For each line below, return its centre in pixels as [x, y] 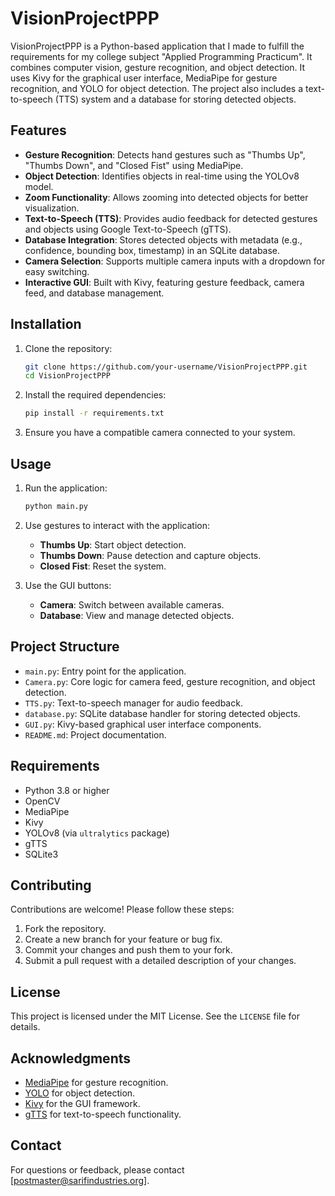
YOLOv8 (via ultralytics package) [97, 833]
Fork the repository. [65, 929]
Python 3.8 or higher [67, 790]
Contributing [51, 885]
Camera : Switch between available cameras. [132, 604]
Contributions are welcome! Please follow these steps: [122, 909]
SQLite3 [41, 854]
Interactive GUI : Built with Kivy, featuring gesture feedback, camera [164, 282]
